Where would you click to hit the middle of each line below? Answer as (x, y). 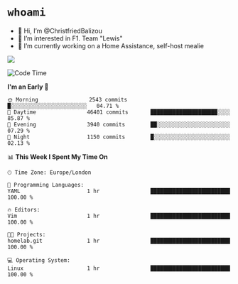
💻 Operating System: (39, 260)
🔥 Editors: (24, 209)
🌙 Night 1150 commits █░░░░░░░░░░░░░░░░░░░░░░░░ (119, 137)
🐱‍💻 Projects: (27, 234)
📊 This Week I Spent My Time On (58, 157)
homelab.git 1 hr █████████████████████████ (119, 241)
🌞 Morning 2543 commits (67, 99)
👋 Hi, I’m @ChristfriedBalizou (60, 31)
